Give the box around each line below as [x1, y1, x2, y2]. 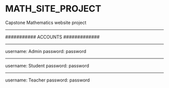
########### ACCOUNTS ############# [5, 33, 100, 40]
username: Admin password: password [5, 48, 87, 54]
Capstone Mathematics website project [5, 19, 87, 25]
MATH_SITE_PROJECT [5, 3, 102, 14]
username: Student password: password [5, 62, 90, 68]
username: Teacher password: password [5, 77, 90, 83]
